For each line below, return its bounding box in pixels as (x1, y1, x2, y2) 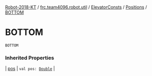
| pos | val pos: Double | (5, 66, 55, 72)
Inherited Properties (5, 54, 54, 61)
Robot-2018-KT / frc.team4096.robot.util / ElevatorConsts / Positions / (5, 4, 148, 10)
